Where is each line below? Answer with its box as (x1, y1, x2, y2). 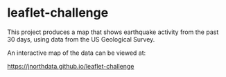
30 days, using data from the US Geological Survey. (7, 35, 155, 43)
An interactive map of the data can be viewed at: (7, 49, 146, 57)
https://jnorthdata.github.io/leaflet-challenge (7, 62, 134, 70)
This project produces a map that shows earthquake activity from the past (7, 28, 219, 36)
